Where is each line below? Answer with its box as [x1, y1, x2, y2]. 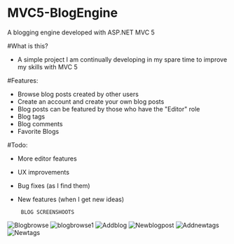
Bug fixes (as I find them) [17, 181, 90, 190]
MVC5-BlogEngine [7, 5, 118, 21]
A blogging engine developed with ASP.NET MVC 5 [7, 28, 156, 36]
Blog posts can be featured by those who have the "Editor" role [17, 104, 200, 113]
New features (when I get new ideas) [17, 195, 125, 203]
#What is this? [7, 41, 48, 50]
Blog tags [17, 112, 46, 121]
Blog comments [17, 119, 63, 128]
